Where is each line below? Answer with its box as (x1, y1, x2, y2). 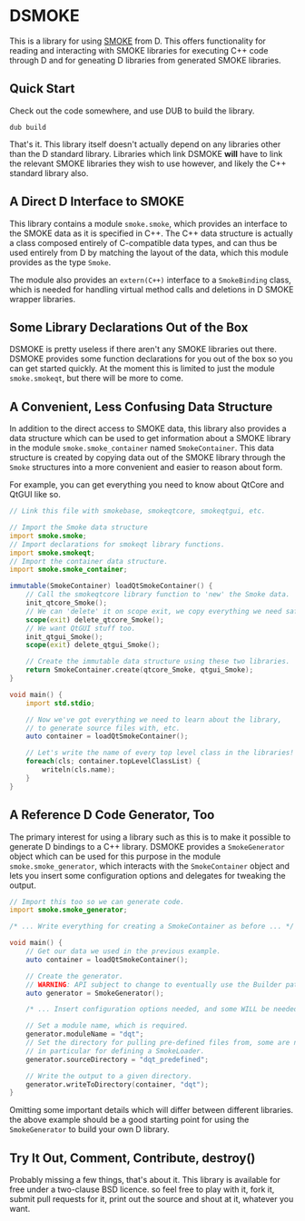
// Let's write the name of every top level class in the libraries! (25, 748, 295, 758)
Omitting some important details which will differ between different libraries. (9, 1105, 293, 1116)
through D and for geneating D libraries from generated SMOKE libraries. (9, 54, 281, 65)
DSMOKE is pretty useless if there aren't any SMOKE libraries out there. (9, 344, 277, 355)
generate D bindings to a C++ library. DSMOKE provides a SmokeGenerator (9, 841, 286, 852)
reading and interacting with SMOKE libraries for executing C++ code (9, 44, 269, 55)
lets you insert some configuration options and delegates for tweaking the (9, 870, 286, 881)
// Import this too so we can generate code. (9, 897, 184, 906)
